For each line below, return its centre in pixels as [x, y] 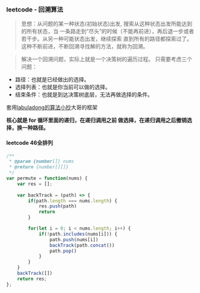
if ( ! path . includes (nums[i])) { [78, 234]
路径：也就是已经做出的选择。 [52, 80]
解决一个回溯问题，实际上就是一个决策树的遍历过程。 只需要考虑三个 [106, 59]
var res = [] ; [35, 184]
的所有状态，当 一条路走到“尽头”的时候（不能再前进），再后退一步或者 [108, 31]
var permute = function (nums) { [47, 178]
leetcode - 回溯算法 [35, 9]
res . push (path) [58, 206]
